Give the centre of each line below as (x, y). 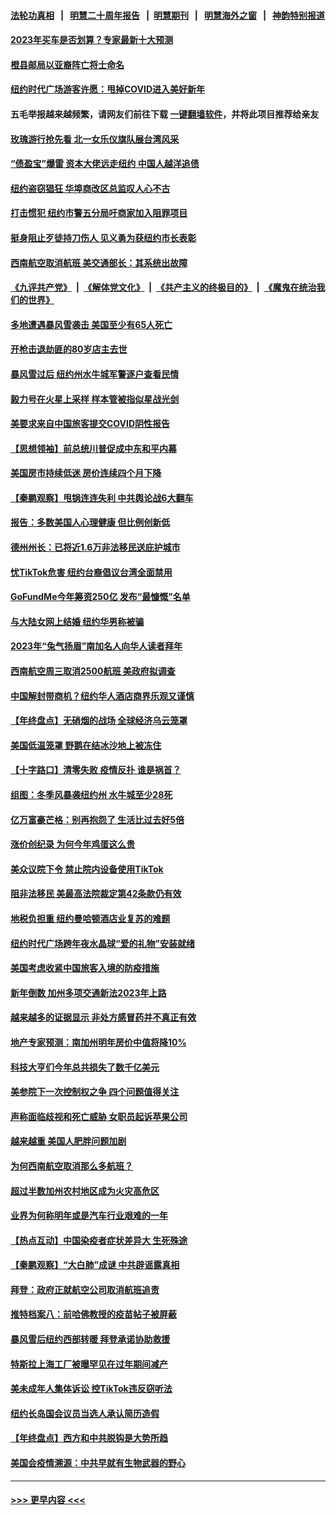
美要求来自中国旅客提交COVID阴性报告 (90, 424)
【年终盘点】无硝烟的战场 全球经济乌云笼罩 (99, 721)
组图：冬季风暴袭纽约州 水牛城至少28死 (91, 794)
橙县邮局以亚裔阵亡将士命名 (67, 64)
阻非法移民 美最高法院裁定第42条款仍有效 (96, 894)
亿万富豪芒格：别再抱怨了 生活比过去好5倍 (97, 819)
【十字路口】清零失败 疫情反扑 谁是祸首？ (96, 770)
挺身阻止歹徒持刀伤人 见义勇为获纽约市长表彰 (103, 237)
